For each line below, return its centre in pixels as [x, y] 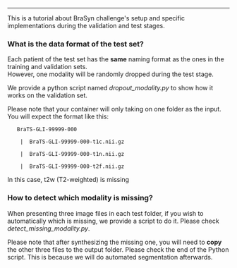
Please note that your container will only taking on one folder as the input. [115, 109]
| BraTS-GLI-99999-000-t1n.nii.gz [72, 154]
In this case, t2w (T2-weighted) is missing [68, 180]
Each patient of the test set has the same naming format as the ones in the [116, 59]
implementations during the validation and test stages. [86, 26]
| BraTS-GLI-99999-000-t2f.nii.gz [72, 166]
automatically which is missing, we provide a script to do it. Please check [114, 221]
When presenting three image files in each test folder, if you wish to [105, 213]
